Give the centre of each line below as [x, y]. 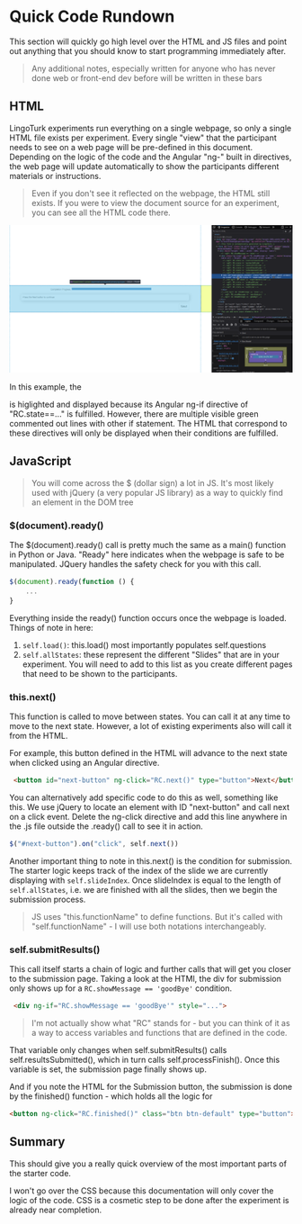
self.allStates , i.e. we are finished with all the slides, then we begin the [143, 889]
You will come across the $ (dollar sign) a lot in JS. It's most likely [152, 482]
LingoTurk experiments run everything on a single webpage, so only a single [151, 128]
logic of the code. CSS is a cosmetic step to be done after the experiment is [149, 1200]
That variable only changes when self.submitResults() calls [118, 1050]
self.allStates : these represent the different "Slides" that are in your [151, 654]
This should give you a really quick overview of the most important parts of [148, 1164]
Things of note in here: [51, 627]
